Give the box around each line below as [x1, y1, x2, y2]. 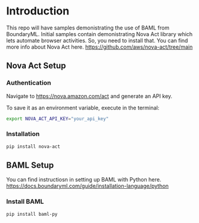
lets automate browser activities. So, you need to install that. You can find [6, 37, 188, 44]
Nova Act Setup [6, 61, 66, 71]
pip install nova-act [6, 143, 61, 150]
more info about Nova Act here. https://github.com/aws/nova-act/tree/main [6, 43, 193, 50]
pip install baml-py [6, 211, 58, 217]
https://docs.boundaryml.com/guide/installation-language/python [6, 182, 169, 190]
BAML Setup [6, 160, 54, 171]
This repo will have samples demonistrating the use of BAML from [6, 24, 170, 31]
